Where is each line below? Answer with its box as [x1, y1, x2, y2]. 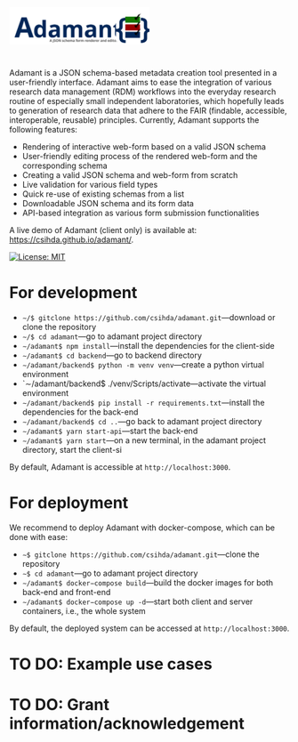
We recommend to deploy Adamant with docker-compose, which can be [9, 522, 276, 533]
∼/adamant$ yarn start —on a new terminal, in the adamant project [21, 434, 267, 446]
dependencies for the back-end [21, 407, 139, 417]
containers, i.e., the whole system [21, 605, 147, 616]
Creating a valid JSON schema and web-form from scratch [21, 169, 238, 180]
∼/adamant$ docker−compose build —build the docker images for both [21, 577, 274, 588]
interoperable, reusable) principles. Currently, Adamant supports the [9, 114, 260, 125]
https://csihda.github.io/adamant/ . [9, 234, 134, 245]
